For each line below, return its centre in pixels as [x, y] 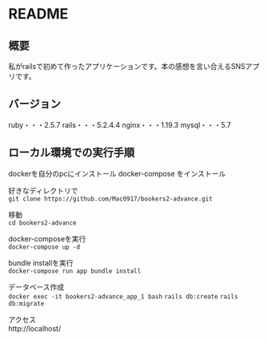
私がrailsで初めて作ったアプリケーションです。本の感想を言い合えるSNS [127, 66]
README [38, 14]
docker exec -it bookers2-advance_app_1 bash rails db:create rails [123, 296]
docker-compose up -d [44, 247]
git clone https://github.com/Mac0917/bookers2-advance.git [111, 199]
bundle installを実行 [41, 262]
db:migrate [26, 303]
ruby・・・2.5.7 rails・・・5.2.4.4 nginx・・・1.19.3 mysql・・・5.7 [120, 124]
